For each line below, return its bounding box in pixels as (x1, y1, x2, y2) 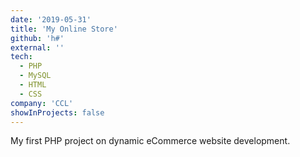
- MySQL (19, 71, 52, 81)
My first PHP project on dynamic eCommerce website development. (10, 135, 291, 147)
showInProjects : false (10, 107, 105, 118)
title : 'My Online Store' (10, 24, 118, 34)
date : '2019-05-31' (10, 14, 92, 25)
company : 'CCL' (10, 98, 74, 108)
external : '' (10, 42, 65, 53)
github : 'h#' (10, 33, 65, 43)
